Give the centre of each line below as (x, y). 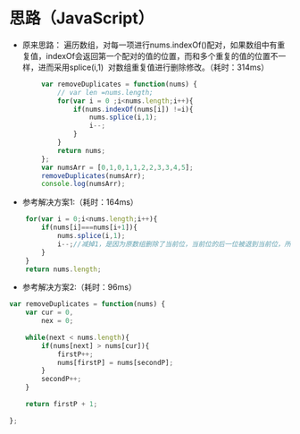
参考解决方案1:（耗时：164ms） (80, 202)
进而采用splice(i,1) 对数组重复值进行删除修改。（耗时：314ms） (154, 67)
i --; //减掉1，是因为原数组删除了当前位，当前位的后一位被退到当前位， (171, 244)
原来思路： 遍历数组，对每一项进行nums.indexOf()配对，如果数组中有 (150, 45)
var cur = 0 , (50, 313)
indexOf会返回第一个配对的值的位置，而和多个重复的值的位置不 (162, 55)
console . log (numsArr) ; (83, 184)
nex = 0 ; (58, 321)
